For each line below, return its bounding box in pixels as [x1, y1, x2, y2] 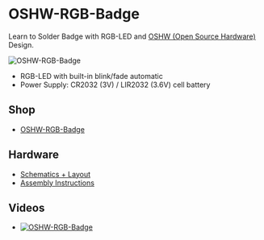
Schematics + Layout [19, 169, 91, 179]
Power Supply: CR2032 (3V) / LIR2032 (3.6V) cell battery [19, 80, 211, 89]
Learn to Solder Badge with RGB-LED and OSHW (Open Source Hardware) [8, 31, 256, 41]
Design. [8, 39, 34, 49]
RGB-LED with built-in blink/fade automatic [19, 71, 163, 81]
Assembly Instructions [19, 178, 95, 188]
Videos [8, 201, 45, 214]
